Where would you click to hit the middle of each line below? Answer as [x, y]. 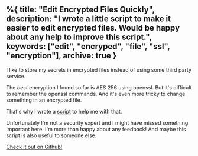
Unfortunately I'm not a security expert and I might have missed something [97, 122]
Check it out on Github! [34, 147]
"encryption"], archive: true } [61, 56]
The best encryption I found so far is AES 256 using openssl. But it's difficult [99, 87]
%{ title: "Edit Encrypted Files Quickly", [80, 10]
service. [16, 76]
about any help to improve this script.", [79, 37]
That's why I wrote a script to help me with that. [64, 111]
